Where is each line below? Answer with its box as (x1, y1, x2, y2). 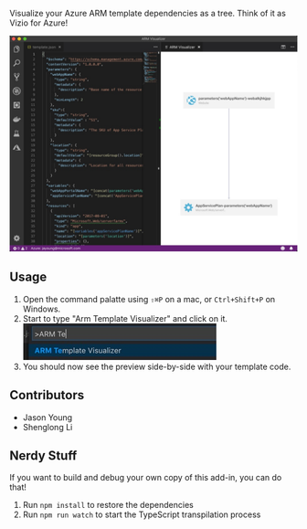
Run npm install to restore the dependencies (22, 500, 194, 511)
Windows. (22, 303, 61, 314)
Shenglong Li (22, 421, 73, 432)
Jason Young (22, 411, 73, 423)
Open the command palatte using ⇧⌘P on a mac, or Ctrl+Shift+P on (22, 293, 276, 304)
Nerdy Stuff (9, 448, 78, 464)
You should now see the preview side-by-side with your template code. (22, 361, 291, 372)
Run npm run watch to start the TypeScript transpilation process (22, 509, 261, 520)
